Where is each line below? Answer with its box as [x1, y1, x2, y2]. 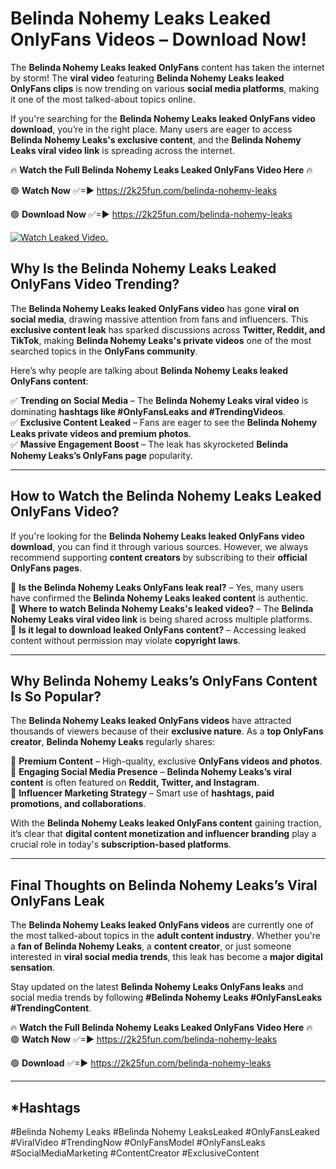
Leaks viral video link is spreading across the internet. [10, 144, 235, 156]
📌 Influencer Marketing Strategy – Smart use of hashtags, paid [10, 787, 275, 799]
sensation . [10, 962, 56, 974]
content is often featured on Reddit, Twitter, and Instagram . [10, 777, 260, 789]
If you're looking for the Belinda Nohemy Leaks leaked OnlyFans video [10, 530, 305, 542]
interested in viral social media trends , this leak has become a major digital [10, 951, 323, 963]
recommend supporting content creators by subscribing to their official [10, 551, 308, 563]
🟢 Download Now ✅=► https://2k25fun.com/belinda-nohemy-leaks [10, 208, 293, 220]
